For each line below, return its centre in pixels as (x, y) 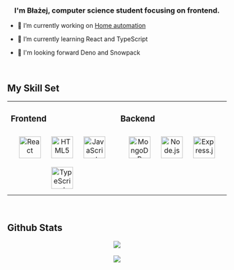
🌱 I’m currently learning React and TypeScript (83, 39)
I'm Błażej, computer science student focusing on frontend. (117, 10)
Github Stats (35, 228)
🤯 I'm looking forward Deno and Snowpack (79, 53)
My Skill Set (33, 88)
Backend (138, 119)
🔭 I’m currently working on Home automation (81, 26)
